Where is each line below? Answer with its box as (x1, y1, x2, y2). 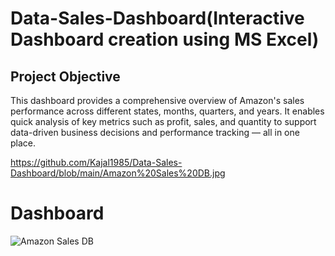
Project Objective (10, 68, 121, 85)
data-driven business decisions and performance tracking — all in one (10, 127, 300, 138)
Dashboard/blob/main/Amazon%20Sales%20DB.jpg (10, 167, 226, 179)
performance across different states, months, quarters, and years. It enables (10, 105, 325, 117)
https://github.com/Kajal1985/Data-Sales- (10, 157, 183, 168)
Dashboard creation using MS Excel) (10, 28, 320, 51)
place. (10, 137, 37, 149)
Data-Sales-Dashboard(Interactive (10, 7, 305, 30)
